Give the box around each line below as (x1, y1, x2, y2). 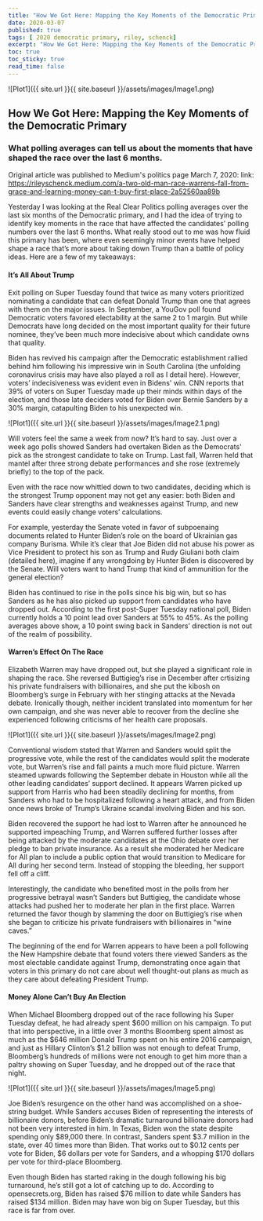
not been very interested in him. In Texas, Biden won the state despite (8, 1124, 233, 1133)
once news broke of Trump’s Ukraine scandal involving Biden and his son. (8, 803, 247, 813)
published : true (8, 26, 61, 34)
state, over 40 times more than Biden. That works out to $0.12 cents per (8, 1140, 240, 1150)
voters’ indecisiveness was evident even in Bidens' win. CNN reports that (8, 378, 244, 387)
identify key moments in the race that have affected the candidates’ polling (8, 219, 249, 228)
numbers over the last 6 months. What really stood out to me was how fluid (8, 227, 250, 236)
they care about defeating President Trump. (8, 974, 149, 984)
